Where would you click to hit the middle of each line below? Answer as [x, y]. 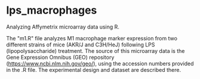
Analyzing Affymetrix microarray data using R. [63, 27]
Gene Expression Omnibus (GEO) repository [60, 57]
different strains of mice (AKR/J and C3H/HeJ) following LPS [81, 45]
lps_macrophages [52, 10]
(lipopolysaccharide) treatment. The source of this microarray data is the [96, 50]
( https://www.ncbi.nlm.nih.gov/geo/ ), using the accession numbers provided [100, 64]
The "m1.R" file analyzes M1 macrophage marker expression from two [92, 38]
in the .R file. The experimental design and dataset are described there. [93, 69]
